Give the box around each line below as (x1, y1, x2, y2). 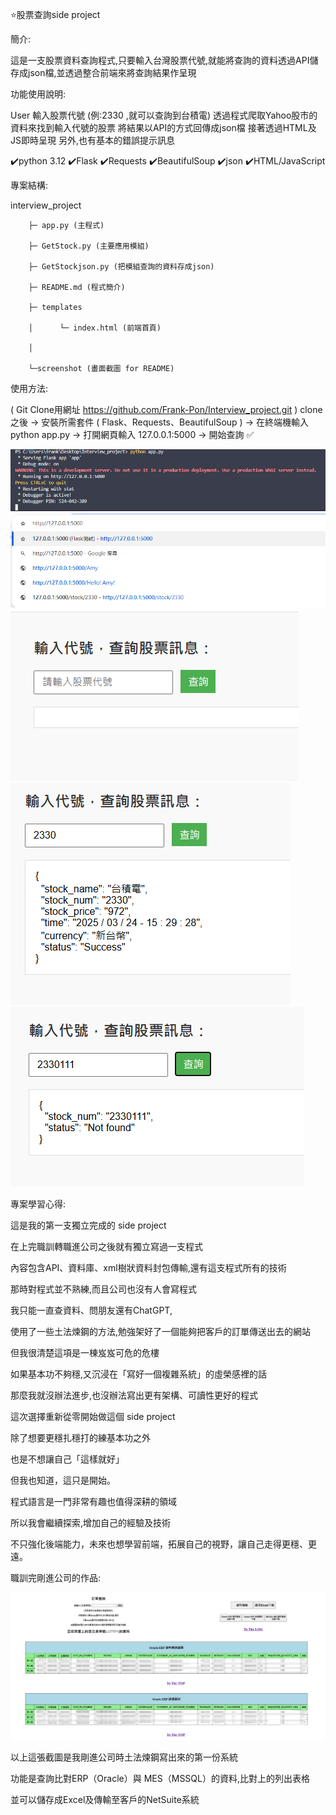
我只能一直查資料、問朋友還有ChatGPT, (10, 1304, 173, 1316)
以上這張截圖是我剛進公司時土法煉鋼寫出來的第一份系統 (10, 1751, 238, 1763)
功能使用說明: (10, 88, 67, 100)
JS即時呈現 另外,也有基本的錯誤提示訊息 (10, 134, 175, 146)
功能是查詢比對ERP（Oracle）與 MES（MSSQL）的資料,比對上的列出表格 (10, 1772, 310, 1784)
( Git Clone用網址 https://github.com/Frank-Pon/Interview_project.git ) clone (10, 404, 323, 415)
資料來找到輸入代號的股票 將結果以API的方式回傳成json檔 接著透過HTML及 (10, 122, 317, 133)
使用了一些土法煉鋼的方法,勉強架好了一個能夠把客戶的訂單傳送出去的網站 (10, 1325, 312, 1337)
